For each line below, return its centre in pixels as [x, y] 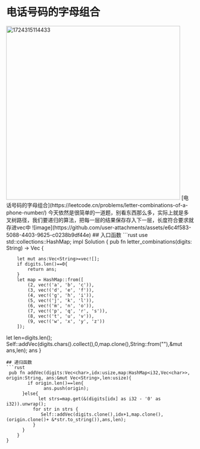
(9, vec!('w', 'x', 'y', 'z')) [66, 321]
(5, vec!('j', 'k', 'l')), [61, 300]
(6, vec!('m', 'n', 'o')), [61, 305]
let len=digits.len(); [29, 338]
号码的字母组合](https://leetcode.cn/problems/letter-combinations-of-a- [100, 205]
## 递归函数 [19, 362]
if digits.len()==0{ [42, 264]
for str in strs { [55, 409]
